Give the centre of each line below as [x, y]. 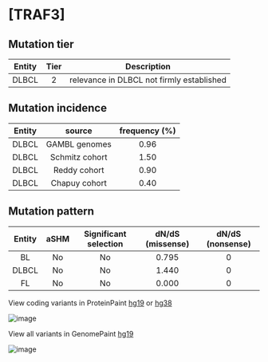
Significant [105, 234]
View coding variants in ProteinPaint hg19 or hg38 [91, 303]
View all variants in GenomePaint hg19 [71, 333]
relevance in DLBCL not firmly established [148, 80]
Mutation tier [41, 44]
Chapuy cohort [79, 183]
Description [148, 67]
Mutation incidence [58, 108]
